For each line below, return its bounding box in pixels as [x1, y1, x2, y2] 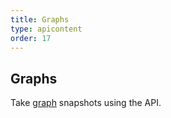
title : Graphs [10, 14, 70, 25]
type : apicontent [10, 24, 83, 34]
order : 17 [10, 33, 52, 43]
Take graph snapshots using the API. [10, 97, 162, 109]
